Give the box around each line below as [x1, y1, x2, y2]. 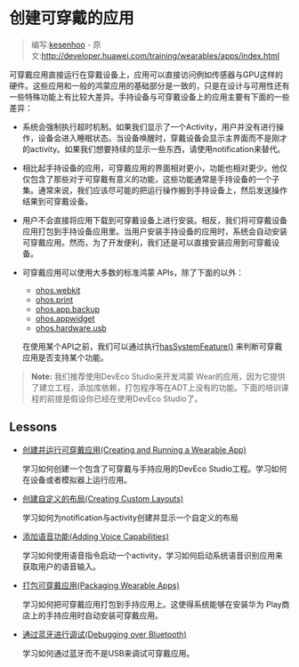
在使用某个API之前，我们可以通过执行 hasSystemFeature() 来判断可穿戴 [21, 341, 283, 351]
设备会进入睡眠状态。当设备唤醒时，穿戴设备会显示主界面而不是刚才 [37, 133, 287, 143]
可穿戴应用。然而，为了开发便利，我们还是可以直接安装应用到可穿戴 [21, 237, 272, 247]
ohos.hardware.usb [35, 322, 107, 333]
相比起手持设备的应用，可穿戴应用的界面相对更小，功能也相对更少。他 [21, 162, 280, 173]
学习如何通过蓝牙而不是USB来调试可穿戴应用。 [21, 647, 195, 658]
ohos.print [35, 294, 74, 305]
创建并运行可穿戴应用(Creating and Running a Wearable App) [21, 444, 246, 454]
